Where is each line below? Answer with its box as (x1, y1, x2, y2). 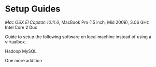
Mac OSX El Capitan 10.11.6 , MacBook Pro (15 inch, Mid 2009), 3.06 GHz (5, 19, 149, 25)
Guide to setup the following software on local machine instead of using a (5, 34, 152, 40)
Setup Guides (5, 3, 61, 14)
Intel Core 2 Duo (5, 24, 38, 30)
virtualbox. (5, 39, 27, 44)
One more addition (5, 57, 42, 63)
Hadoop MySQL (5, 48, 37, 54)
